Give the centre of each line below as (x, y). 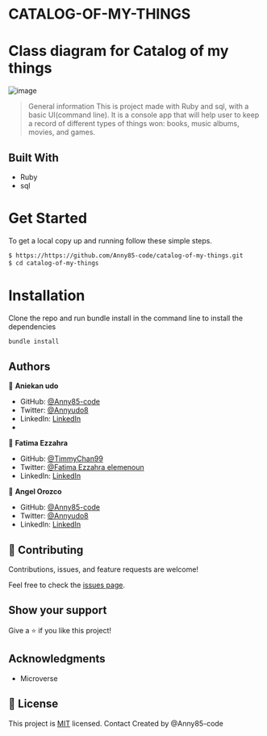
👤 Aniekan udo (33, 386)
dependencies (32, 326)
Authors (29, 366)
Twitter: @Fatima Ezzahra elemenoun (82, 467)
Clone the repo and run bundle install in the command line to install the (126, 318)
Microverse (39, 678)
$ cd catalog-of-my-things (54, 263)
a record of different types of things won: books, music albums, (133, 124)
